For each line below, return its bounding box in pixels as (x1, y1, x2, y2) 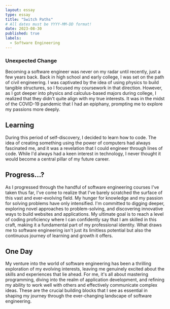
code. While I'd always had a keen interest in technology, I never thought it (5, 150, 161, 157)
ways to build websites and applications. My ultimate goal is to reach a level (5, 211, 164, 217)
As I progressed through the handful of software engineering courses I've (5, 184, 159, 190)
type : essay (5, 12, 30, 17)
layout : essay (5, 7, 36, 13)
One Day (5, 247, 33, 256)
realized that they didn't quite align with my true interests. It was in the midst (5, 96, 165, 102)
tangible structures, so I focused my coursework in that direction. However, (5, 85, 162, 91)
